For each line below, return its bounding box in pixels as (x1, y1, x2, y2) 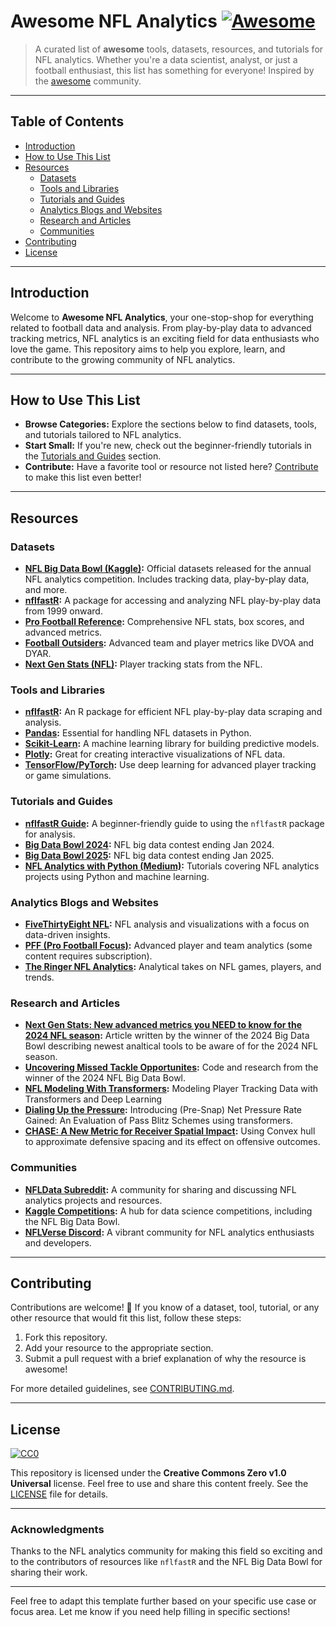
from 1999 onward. (24, 605, 103, 617)
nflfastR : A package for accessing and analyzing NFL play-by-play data (24, 595, 322, 607)
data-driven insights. (24, 928, 111, 940)
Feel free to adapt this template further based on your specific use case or (10, 1595, 317, 1607)
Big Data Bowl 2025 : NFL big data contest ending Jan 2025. (24, 849, 275, 861)
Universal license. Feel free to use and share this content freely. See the (10, 1478, 309, 1490)
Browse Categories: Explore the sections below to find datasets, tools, (24, 418, 317, 430)
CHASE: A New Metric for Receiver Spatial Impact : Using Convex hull (24, 1125, 316, 1137)
